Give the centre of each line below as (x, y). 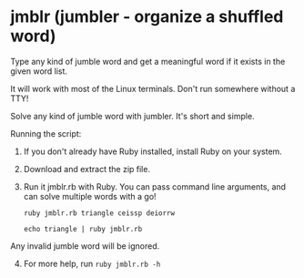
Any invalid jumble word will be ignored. (85, 246)
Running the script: (46, 133)
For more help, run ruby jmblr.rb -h (92, 263)
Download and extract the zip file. (87, 169)
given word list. (39, 71)
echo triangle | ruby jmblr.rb (83, 229)
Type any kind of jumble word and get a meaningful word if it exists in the (148, 61)
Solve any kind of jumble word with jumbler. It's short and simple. (132, 116)
